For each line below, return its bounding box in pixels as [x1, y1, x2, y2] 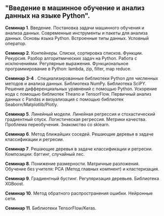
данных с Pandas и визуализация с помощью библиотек [5, 96, 124, 102]
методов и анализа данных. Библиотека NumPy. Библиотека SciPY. [5, 80, 147, 86]
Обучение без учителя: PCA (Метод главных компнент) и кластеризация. [5, 166, 160, 172]
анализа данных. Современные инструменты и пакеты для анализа [5, 30, 148, 36]
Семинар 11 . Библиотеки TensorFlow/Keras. [5, 205, 97, 211]
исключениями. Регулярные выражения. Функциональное [5, 60, 129, 66]
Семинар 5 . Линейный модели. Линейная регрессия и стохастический [5, 111, 156, 117]
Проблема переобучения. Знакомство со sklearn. [5, 121, 110, 127]
